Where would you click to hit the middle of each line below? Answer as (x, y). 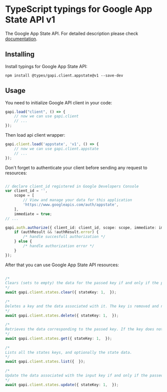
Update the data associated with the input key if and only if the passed (84, 375)
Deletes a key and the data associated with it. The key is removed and (82, 306)
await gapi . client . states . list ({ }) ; (45, 362)
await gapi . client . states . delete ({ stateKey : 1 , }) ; (62, 315)
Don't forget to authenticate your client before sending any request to (76, 167)
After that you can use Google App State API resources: (62, 265)
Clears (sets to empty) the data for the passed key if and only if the (82, 283)
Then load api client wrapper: (35, 135)
